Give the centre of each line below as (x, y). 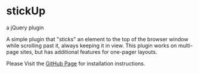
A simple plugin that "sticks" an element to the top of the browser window (97, 39)
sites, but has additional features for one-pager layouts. (89, 51)
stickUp (26, 11)
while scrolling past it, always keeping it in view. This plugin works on (92, 45)
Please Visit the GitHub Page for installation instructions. (76, 63)
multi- (186, 45)
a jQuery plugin (25, 28)
